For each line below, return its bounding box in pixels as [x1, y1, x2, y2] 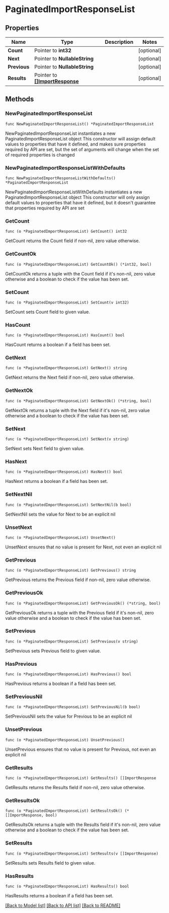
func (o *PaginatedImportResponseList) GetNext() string [5, 366, 127, 371]
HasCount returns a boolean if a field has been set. [5, 341, 111, 348]
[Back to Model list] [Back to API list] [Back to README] [5, 902, 121, 908]
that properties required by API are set [5, 205, 84, 211]
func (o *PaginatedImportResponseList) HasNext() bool [5, 469, 123, 474]
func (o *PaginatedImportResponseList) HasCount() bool [5, 333, 125, 338]
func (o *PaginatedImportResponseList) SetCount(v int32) [5, 300, 129, 305]
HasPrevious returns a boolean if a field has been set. [5, 681, 117, 687]
